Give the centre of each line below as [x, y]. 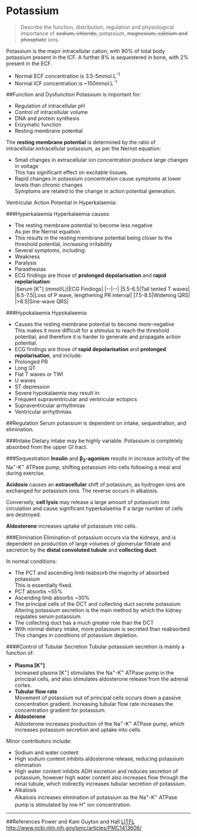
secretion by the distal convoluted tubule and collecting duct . [82, 550]
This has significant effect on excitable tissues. [71, 172]
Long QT [25, 368]
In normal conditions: [32, 561]
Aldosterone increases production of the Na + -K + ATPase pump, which [99, 723]
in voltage [27, 166]
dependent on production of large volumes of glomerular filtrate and [89, 544]
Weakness [27, 256]
